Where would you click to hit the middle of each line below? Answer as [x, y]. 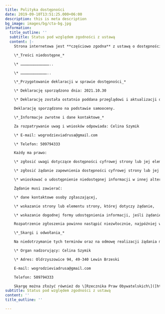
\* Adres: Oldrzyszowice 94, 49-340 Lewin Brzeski [67, 259]
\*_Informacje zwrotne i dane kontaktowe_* [59, 117]
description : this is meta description [46, 19]
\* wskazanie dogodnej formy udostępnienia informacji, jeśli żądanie [88, 215]
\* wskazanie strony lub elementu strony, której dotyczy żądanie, [84, 206]
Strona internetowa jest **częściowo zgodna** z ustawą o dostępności [88, 46]
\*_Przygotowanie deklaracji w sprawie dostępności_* [70, 82]
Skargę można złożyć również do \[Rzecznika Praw [66, 286]
